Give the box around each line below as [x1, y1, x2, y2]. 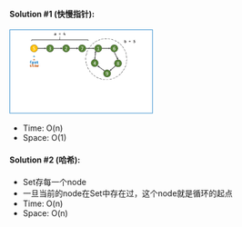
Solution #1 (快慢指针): [9, 8, 96, 19]
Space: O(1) [22, 133, 67, 143]
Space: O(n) [22, 207, 68, 218]
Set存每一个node [22, 176, 86, 187]
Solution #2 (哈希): [9, 154, 81, 165]
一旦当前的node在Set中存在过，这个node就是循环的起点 [22, 187, 234, 199]
